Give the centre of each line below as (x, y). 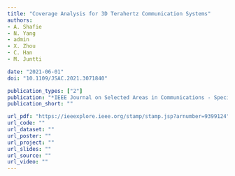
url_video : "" (28, 162)
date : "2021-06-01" (36, 72)
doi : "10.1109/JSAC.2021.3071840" (58, 78)
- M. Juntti (24, 59)
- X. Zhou (22, 46)
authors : (20, 20)
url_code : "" (26, 123)
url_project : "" (31, 142)
